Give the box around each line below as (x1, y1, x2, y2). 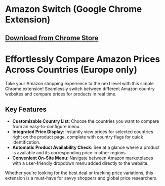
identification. (12, 139, 41, 145)
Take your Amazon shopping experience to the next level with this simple (5, 80, 154, 86)
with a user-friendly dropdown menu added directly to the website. (12, 160, 149, 166)
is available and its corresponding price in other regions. (12, 150, 127, 156)
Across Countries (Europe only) (5, 64, 137, 75)
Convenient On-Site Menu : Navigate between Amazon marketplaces (12, 155, 153, 161)
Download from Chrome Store (5, 34, 99, 42)
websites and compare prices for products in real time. (5, 91, 117, 97)
